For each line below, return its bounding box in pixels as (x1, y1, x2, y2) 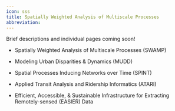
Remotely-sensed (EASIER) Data (14, 98, 93, 105)
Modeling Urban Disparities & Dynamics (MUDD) (14, 58, 133, 65)
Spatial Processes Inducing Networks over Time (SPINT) (14, 70, 152, 77)
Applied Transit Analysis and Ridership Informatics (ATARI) (14, 81, 157, 88)
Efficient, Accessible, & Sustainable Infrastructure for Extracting (14, 92, 170, 99)
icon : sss (6, 8, 31, 15)
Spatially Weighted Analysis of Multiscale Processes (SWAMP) (14, 47, 167, 54)
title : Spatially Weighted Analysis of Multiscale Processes (6, 14, 160, 20)
